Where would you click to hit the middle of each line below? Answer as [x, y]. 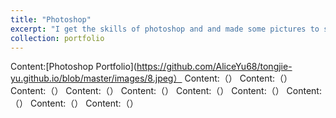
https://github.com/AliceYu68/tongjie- [214, 67]
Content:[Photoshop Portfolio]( [73, 67]
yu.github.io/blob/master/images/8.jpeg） [96, 78]
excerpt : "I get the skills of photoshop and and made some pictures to [165, 29]
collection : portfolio [57, 38]
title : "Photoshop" [51, 19]
